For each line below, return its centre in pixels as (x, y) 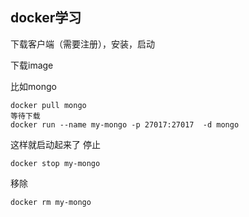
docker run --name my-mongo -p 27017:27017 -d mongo (125, 124)
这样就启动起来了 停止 (55, 144)
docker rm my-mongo (51, 202)
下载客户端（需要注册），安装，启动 (82, 44)
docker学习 (46, 18)
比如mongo (33, 86)
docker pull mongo (48, 105)
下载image (32, 65)
